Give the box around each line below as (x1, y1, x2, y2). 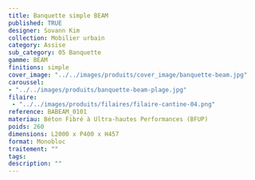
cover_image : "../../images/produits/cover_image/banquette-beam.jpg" (8, 71, 248, 79)
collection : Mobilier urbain (8, 33, 105, 42)
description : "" (8, 160, 62, 168)
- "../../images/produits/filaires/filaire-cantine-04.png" (11, 100, 216, 108)
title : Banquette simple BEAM (8, 11, 109, 20)
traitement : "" (8, 145, 59, 153)
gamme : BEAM (8, 57, 48, 65)
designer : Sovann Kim (8, 26, 80, 34)
